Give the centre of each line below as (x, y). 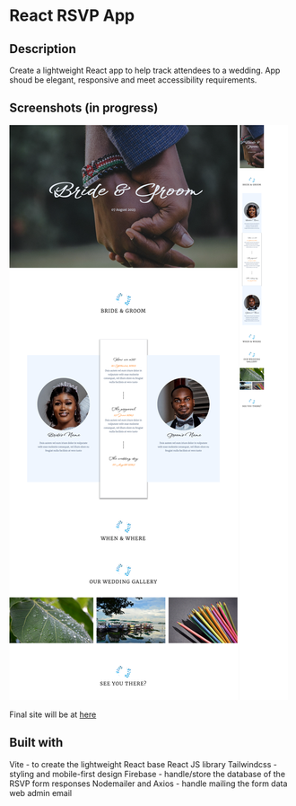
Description (43, 49)
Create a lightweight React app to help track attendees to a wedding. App (145, 70)
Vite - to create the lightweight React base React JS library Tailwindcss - (144, 764)
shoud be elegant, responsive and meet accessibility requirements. (133, 80)
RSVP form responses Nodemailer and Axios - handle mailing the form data (148, 784)
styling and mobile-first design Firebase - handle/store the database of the (147, 774)
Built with (36, 743)
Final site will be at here (53, 714)
